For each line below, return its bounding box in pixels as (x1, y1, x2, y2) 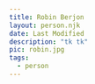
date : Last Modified (9, 29, 85, 38)
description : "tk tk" (9, 37, 89, 46)
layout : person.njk (9, 21, 81, 30)
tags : (9, 53, 29, 62)
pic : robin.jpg (9, 45, 65, 54)
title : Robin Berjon (9, 12, 85, 22)
